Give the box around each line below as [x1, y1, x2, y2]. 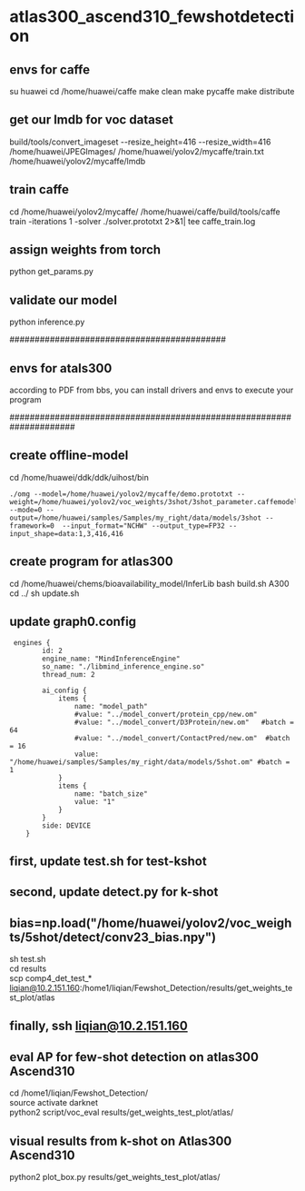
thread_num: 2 [42, 670, 95, 679]
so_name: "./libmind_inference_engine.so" [42, 661, 205, 671]
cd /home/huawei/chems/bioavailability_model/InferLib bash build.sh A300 [9, 578, 290, 589]
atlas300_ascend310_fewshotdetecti [9, 6, 295, 27]
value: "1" [74, 797, 116, 806]
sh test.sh [9, 954, 46, 965]
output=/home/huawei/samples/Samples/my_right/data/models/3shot [9, 513, 261, 522]
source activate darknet [9, 1097, 98, 1108]
